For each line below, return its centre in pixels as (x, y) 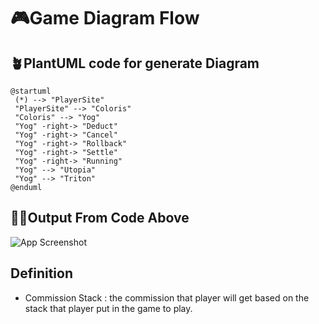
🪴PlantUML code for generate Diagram (135, 63)
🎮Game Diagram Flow (105, 18)
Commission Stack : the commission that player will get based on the (167, 297)
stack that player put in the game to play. (108, 308)
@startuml (31, 91)
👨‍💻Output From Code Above (100, 218)
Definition (41, 273)
